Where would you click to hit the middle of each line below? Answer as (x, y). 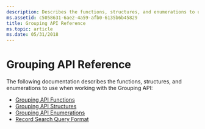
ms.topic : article (30, 29)
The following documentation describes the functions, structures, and (94, 82)
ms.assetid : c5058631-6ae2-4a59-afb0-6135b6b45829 (72, 18)
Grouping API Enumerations (50, 113)
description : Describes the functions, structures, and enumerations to (101, 12)
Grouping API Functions (45, 100)
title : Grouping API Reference (46, 23)
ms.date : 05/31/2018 (33, 35)
